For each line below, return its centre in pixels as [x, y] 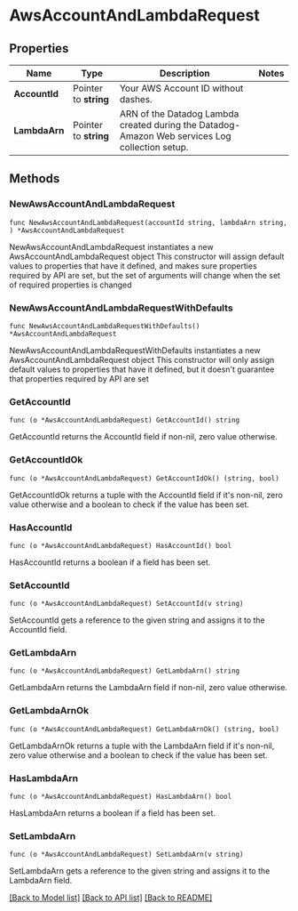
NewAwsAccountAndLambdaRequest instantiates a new [112, 246]
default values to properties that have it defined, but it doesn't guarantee [142, 369]
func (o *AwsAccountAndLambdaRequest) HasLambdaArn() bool [121, 797]
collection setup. [154, 147]
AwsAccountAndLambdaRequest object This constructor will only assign [142, 359]
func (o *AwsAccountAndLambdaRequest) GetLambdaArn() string [125, 671]
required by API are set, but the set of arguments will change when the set [145, 275]
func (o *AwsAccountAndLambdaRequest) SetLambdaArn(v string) [126, 855]
